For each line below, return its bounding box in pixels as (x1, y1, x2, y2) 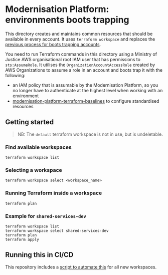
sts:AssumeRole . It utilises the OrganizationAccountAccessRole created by (5, 62, 155, 68)
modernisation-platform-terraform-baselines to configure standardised (12, 98, 159, 104)
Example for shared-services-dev (5, 212, 86, 219)
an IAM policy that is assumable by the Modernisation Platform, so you (12, 82, 158, 88)
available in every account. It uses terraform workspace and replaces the (5, 36, 155, 42)
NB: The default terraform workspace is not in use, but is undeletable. (17, 131, 163, 137)
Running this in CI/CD (5, 250, 74, 259)
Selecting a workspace (5, 166, 63, 173)
